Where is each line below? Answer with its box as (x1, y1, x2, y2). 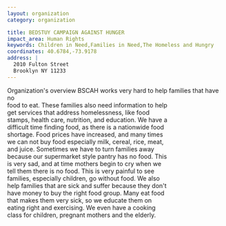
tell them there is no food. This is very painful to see (7, 167, 155, 175)
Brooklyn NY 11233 (13, 67, 67, 74)
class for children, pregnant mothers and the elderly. (7, 211, 156, 219)
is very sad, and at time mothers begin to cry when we (7, 159, 162, 167)
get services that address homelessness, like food (7, 108, 150, 116)
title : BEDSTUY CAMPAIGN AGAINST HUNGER (7, 29, 125, 36)
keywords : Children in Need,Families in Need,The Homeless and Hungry (7, 42, 214, 49)
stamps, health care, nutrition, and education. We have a (7, 115, 167, 124)
